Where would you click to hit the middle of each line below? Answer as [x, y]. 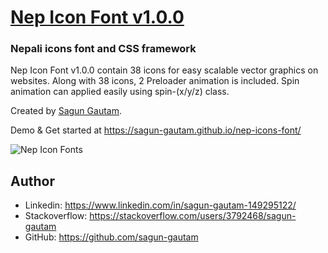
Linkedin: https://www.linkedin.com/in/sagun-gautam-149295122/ [160, 205]
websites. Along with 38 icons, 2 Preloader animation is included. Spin [155, 81]
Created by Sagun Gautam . [66, 111]
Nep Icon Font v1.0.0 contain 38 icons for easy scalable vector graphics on [164, 70]
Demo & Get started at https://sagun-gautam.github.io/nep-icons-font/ [156, 130]
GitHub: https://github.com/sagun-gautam [111, 237]
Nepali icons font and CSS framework [103, 49]
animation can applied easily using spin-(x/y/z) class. [120, 92]
